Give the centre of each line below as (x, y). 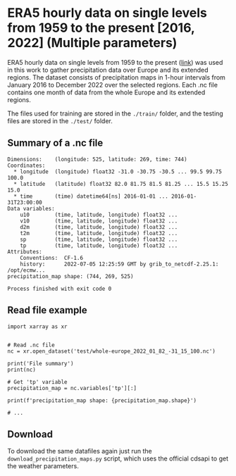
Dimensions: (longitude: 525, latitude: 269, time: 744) (98, 159)
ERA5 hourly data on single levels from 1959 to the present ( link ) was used (115, 62)
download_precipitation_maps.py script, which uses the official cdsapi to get (118, 458)
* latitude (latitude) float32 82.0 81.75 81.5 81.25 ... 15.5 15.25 (121, 184)
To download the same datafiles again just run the (80, 451)
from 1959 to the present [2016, (101, 28)
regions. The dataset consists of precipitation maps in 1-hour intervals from (116, 77)
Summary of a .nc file (55, 143)
